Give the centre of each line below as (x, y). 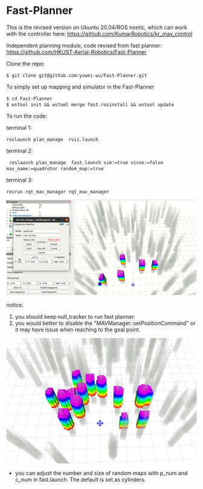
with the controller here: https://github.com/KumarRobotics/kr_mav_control (99, 33)
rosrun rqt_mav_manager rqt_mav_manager (58, 191)
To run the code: (27, 116)
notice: (15, 305)
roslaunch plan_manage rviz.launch (52, 139)
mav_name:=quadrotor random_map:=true (55, 168)
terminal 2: (20, 151)
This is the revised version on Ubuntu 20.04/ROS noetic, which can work (97, 27)
